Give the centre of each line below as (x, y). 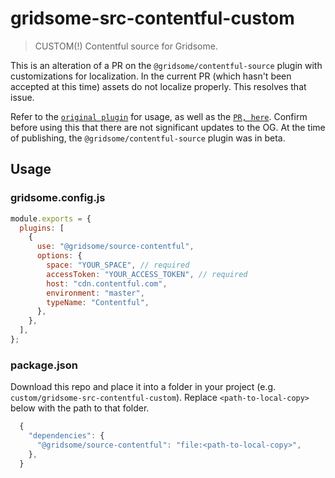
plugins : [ (42, 228)
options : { (59, 256)
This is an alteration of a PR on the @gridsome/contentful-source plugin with (166, 65)
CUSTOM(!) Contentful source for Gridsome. (126, 46)
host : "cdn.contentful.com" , (107, 283)
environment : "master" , (95, 293)
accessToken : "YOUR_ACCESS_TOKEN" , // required (147, 274)
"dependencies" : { (66, 436)
